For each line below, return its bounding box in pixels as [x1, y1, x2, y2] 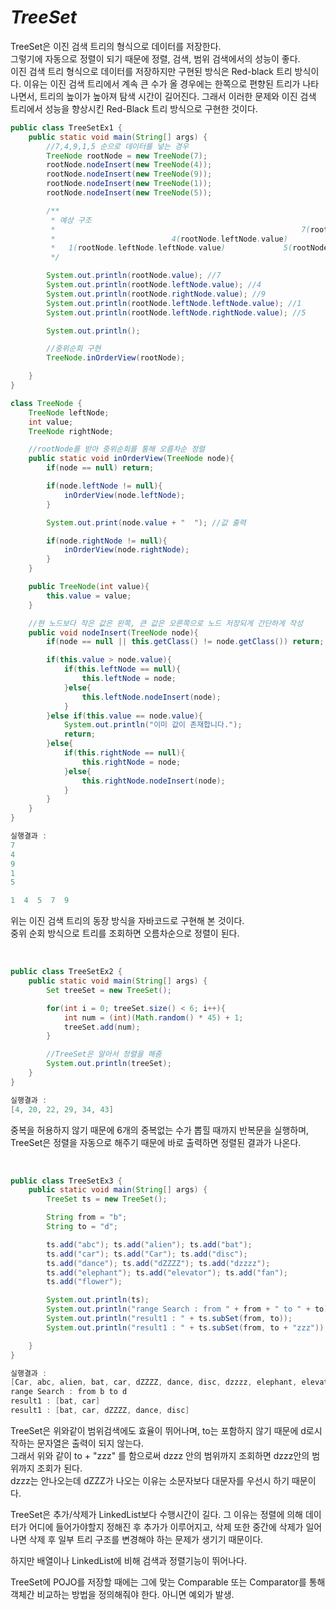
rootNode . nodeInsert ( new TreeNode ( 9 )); [46, 169, 213, 180]
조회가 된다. [36, 1462, 83, 1474]
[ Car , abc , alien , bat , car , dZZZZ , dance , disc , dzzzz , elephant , [10, 1377, 298, 1388]
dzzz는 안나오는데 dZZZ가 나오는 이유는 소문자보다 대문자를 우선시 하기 [10, 1474, 290, 1486]
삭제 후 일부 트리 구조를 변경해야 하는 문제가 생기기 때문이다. [28, 1533, 264, 1545]
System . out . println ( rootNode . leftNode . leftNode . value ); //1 [46, 298, 302, 308]
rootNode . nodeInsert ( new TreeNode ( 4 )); [46, 160, 213, 170]
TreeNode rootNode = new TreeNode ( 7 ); [46, 151, 208, 161]
